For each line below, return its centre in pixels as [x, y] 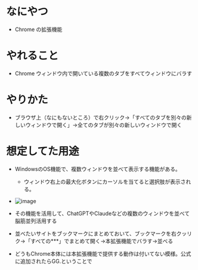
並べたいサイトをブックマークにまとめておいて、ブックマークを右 [96, 234]
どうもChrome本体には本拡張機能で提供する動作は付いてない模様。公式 [103, 253]
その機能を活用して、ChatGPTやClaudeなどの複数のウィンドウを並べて [102, 213]
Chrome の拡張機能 [38, 29]
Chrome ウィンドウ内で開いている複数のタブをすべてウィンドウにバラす [103, 73]
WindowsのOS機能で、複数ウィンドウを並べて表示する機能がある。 [98, 169]
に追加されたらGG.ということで [53, 261]
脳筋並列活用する [36, 220]
